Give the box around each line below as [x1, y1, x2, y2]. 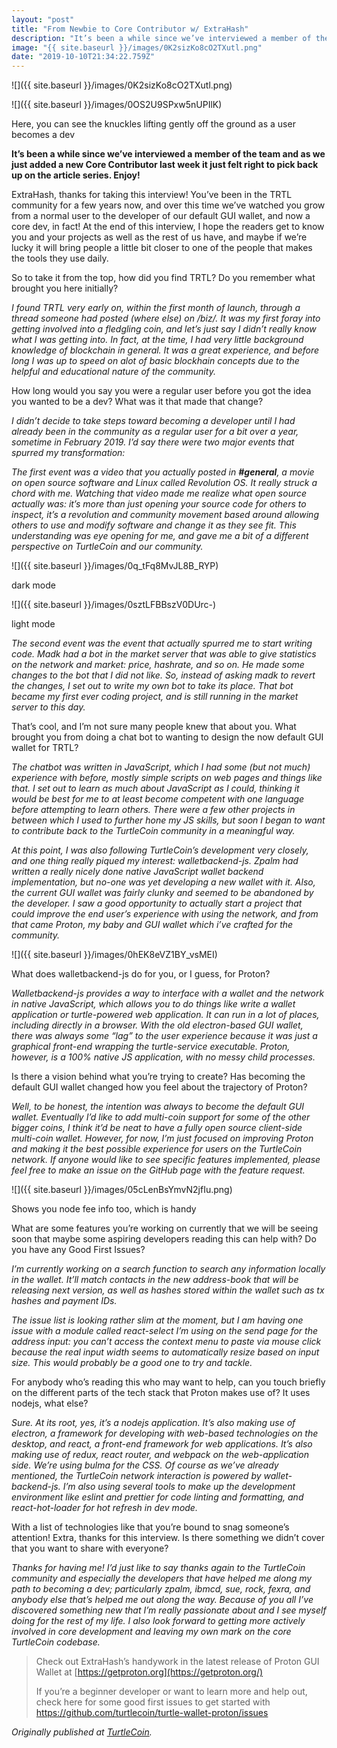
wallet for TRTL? [11, 742, 79, 754]
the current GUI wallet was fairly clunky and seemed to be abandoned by [11, 887, 314, 899]
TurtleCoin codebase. [11, 1636, 101, 1648]
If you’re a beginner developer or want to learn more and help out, [35, 1686, 308, 1698]
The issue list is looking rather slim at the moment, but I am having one [11, 1314, 304, 1326]
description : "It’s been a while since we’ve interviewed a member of [11, 33, 312, 43]
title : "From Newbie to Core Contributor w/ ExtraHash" [11, 24, 249, 34]
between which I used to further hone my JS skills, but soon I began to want [11, 814, 326, 826]
